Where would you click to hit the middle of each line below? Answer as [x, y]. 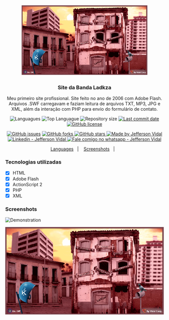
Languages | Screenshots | [83, 149]
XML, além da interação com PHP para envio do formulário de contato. [84, 109]
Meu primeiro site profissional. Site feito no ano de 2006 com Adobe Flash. [84, 99]
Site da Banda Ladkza [84, 87]
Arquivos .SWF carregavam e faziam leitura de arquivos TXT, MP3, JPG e [84, 104]
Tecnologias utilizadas [33, 162]
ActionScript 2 [27, 184]
